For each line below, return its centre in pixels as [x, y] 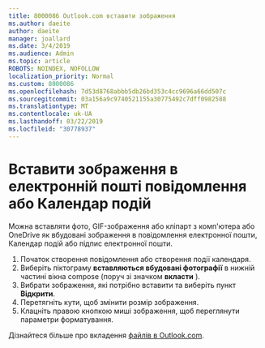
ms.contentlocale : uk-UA [50, 114]
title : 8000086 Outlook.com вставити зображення [92, 16]
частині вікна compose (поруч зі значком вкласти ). [110, 276]
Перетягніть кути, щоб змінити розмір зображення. [109, 302]
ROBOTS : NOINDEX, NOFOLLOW [54, 69]
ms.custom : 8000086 [41, 84]
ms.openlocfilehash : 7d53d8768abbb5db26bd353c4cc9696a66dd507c [118, 91]
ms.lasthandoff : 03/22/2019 [56, 122]
